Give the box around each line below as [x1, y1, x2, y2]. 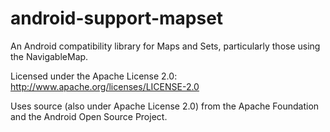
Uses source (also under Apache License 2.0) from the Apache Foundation [10, 100, 320, 112]
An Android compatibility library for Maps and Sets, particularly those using [10, 40, 321, 52]
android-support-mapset [10, 7, 224, 30]
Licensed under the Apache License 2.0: [10, 70, 178, 82]
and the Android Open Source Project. [10, 110, 168, 122]
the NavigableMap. [10, 50, 89, 62]
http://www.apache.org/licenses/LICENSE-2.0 [10, 80, 200, 92]
